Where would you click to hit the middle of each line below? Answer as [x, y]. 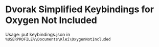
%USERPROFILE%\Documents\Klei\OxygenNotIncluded [58, 39]
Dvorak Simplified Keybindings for [80, 9]
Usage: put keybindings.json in [38, 34]
